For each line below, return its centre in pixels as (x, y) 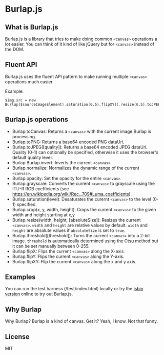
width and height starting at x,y (43, 215)
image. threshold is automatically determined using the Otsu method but (85, 241)
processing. (24, 136)
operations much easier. (29, 81)
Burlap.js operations (37, 119)
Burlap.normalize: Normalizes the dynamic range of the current (76, 168)
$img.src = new (20, 100)
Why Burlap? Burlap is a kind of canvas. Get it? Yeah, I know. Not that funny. (82, 321)
